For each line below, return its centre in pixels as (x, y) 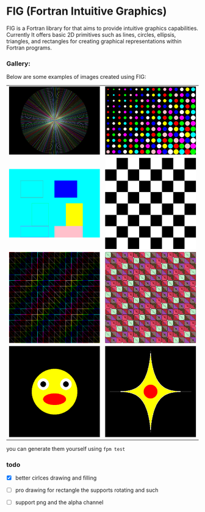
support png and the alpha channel (59, 502)
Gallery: (18, 64)
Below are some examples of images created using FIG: (76, 77)
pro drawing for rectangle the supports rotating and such (87, 490)
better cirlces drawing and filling (56, 478)
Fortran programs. (29, 48)
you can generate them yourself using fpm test (66, 448)
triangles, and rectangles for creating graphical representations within (94, 41)
